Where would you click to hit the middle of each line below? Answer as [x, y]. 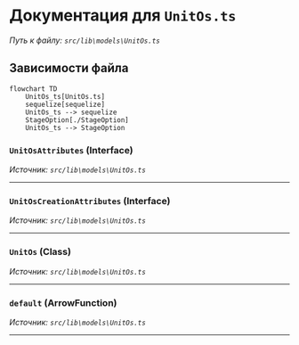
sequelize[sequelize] [65, 104]
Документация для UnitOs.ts [123, 16]
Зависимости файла [69, 68]
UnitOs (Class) [40, 252]
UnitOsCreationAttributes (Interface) [90, 201]
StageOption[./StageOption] [77, 120]
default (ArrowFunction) [63, 302]
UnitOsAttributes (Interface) [71, 150]
